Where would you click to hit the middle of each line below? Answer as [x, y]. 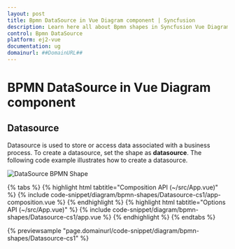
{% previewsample [34, 230]
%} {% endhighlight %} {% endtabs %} [159, 217]
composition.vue [31, 202]
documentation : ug [34, 46]
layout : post [26, 14]
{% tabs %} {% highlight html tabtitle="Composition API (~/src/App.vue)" [113, 187]
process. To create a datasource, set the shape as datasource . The [105, 152]
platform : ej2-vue [34, 40]
